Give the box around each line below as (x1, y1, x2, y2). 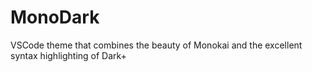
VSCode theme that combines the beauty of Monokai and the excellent (10, 39, 303, 51)
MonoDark (10, 6, 100, 29)
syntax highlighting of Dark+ (10, 49, 127, 61)
